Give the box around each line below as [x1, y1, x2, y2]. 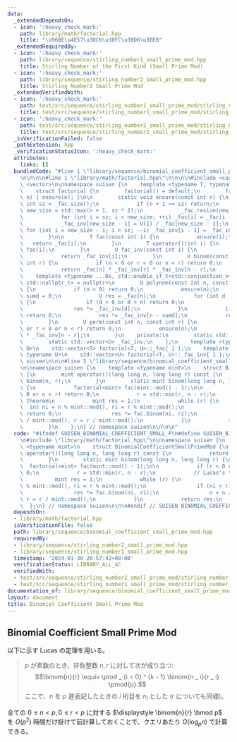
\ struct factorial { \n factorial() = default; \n [20, 188, 200, 195]
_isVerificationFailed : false [13, 135, 102, 142]
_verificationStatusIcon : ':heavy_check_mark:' [13, 148, 157, 155]
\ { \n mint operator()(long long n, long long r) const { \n [20, 371, 222, 378]
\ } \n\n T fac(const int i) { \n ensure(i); [20, 233, 229, 241]
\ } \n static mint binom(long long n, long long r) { [20, 456, 226, 463]
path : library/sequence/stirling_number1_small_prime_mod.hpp [20, 56, 207, 63]
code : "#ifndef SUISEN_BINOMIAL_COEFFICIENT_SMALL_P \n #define [13, 430, 200, 437]
